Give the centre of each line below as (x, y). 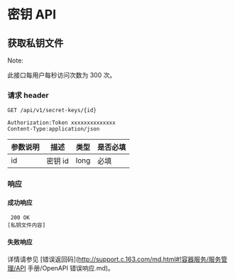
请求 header (28, 95)
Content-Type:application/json (54, 129)
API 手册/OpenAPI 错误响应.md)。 (65, 268)
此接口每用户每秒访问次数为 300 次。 (62, 75)
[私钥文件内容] (27, 225)
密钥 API (32, 15)
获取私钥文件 (35, 43)
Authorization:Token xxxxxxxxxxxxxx (61, 123)
